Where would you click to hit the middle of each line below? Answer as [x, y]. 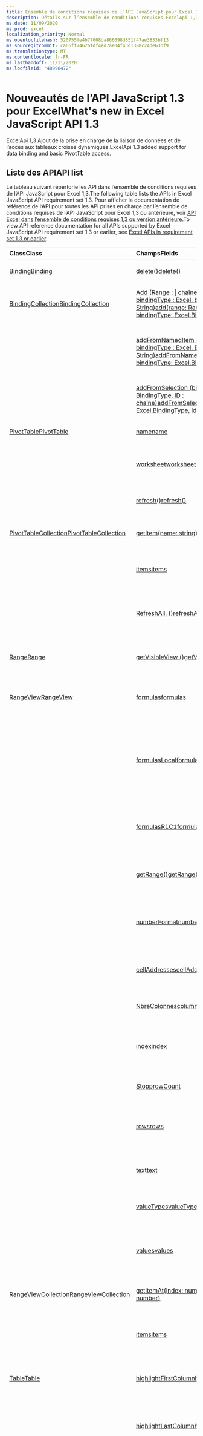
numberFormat [157, 922]
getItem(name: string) [167, 533]
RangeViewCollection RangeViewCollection [70, 1294]
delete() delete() [158, 271]
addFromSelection [162, 388]
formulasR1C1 [156, 827]
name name [152, 432]
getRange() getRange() [168, 874]
